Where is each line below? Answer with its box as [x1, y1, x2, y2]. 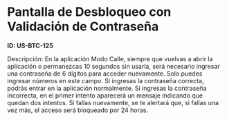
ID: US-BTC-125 [7, 41, 53, 49]
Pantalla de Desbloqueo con [7, 4, 172, 20]
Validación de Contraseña [7, 19, 159, 34]
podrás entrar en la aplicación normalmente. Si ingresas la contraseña [7, 84, 207, 92]
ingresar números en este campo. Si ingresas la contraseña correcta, [7, 76, 204, 85]
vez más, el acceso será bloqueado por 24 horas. [7, 106, 149, 114]
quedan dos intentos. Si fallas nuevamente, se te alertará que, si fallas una [7, 98, 219, 107]
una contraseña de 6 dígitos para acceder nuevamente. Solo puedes [7, 69, 203, 78]
